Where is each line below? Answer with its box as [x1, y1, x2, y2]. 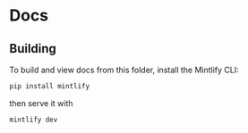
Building [9, 41, 56, 56]
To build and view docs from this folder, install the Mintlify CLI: [9, 64, 239, 75]
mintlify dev [9, 115, 58, 124]
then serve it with [9, 97, 73, 108]
